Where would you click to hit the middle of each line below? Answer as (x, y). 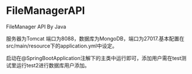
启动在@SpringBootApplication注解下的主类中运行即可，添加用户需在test (94, 58)
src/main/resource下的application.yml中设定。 (62, 46)
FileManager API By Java (36, 27)
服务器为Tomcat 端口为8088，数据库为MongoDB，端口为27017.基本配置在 (95, 38)
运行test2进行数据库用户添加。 (53, 65)
